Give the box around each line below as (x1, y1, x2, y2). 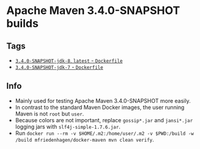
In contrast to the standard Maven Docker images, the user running (15, 103, 185, 111)
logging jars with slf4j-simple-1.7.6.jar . (15, 123, 120, 130)
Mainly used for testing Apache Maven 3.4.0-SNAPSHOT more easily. (15, 97, 191, 104)
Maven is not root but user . (15, 110, 84, 117)
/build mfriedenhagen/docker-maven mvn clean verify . (15, 136, 154, 143)
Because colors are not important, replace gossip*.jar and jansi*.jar (15, 116, 193, 123)
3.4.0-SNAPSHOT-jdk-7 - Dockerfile (15, 63, 103, 71)
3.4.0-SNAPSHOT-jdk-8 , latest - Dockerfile (15, 57, 123, 64)
